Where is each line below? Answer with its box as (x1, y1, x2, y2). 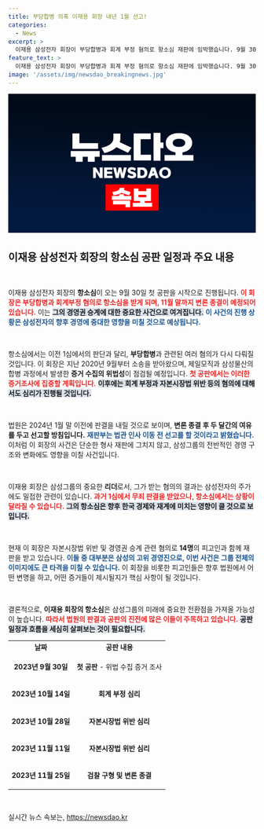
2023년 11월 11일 (11, 743, 71, 753)
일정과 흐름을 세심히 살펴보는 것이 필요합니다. (8, 625, 145, 634)
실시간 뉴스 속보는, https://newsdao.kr (8, 812, 128, 821)
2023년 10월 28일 (11, 716, 71, 726)
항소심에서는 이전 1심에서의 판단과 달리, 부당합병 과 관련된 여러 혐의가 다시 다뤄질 (8, 350, 254, 359)
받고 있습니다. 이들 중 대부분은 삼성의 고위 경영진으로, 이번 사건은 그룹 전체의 (22, 553, 255, 563)
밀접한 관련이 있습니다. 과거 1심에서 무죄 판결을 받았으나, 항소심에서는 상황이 (22, 492, 255, 501)
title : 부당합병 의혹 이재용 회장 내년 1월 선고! (8, 13, 148, 20)
